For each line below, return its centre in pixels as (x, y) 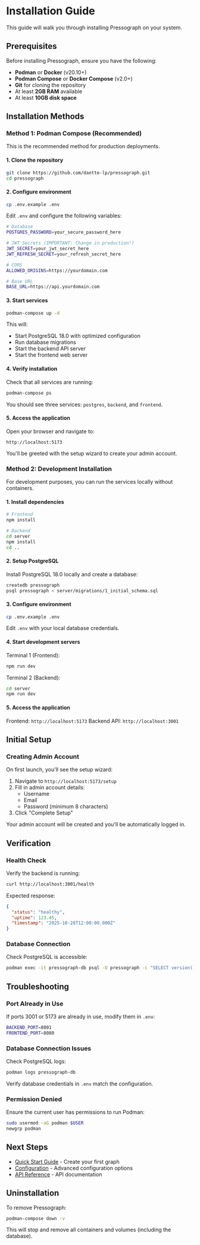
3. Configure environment (39, 604)
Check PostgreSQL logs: (36, 1062)
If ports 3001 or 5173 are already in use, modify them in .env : (81, 1017)
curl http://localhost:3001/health (50, 884)
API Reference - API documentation (58, 1174)
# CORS (14, 265)
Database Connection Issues (49, 1048)
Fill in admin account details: (50, 788)
